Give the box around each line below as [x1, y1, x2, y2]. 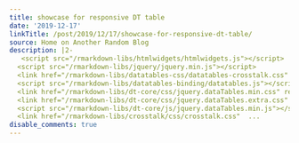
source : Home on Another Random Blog [9, 37, 149, 47]
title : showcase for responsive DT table [9, 12, 166, 22]
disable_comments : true [9, 121, 98, 130]
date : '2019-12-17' [9, 21, 82, 30]
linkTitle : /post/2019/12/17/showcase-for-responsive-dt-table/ [9, 29, 253, 38]
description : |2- [9, 46, 74, 55]
